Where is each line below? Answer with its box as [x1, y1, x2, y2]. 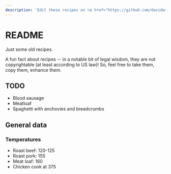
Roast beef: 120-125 [12, 148, 55, 154]
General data [5, 121, 47, 129]
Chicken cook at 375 [12, 164, 56, 170]
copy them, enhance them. [5, 67, 62, 73]
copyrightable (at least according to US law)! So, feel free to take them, [5, 62, 155, 68]
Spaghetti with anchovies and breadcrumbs [12, 106, 104, 112]
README [5, 29, 44, 41]
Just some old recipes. [5, 46, 53, 52]
